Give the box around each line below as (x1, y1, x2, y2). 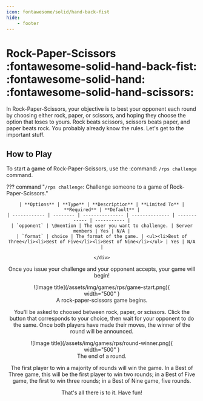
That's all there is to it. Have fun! (61, 389, 142, 396)
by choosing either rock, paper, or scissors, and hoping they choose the (6, 112, 186, 119)
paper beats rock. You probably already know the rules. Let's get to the (6, 125, 184, 132)
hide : (6, 15, 20, 21)
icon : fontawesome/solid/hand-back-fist (6, 9, 110, 15)
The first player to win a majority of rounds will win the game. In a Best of (10, 364, 193, 372)
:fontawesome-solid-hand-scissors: (6, 85, 194, 99)
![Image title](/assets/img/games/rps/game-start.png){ (33, 284, 170, 291)
